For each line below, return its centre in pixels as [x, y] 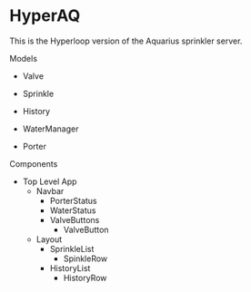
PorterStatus [73, 200]
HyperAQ [45, 16]
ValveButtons [75, 219]
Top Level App [50, 181]
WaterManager [50, 129]
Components [34, 163]
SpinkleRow [85, 258]
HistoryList [70, 268]
